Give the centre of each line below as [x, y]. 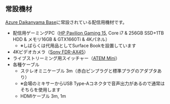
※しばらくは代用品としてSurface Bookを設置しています [78, 45]
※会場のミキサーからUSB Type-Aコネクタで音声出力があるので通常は [92, 83]
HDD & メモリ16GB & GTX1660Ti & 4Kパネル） [61, 39]
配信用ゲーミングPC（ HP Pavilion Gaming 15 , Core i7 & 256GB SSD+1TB [88, 33]
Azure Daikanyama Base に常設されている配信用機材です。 [66, 22]
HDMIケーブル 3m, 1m [43, 96]
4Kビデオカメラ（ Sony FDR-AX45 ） [50, 51]
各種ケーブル [26, 64]
